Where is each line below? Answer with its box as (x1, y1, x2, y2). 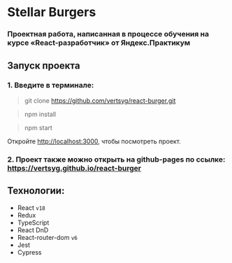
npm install (24, 110, 57, 118)
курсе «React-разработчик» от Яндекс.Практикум (7, 38, 191, 48)
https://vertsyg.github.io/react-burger (7, 163, 142, 173)
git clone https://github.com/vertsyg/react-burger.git (24, 96, 176, 105)
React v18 (17, 204, 45, 212)
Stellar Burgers (7, 4, 96, 20)
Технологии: (7, 185, 65, 197)
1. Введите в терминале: (7, 80, 94, 90)
